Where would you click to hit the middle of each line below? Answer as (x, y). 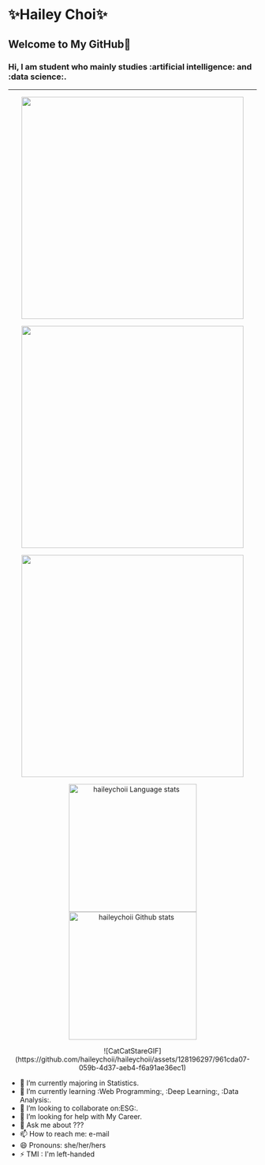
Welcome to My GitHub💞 (70, 44)
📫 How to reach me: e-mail (64, 1133)
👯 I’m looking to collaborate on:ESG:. (79, 1108)
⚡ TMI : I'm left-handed (57, 1154)
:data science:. (37, 77)
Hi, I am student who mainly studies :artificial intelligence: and (130, 66)
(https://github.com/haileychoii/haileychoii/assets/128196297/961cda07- (132, 1059)
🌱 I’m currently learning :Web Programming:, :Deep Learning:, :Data (129, 1091)
